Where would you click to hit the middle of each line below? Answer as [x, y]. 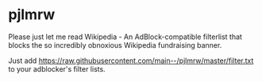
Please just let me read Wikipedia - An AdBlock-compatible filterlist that [125, 37]
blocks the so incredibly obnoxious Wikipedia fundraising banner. [115, 45]
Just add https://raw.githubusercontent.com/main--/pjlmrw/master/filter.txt [131, 61]
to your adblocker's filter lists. [57, 68]
